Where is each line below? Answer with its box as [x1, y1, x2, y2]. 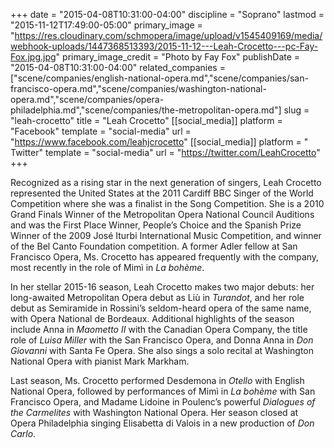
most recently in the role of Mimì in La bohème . [10, 262, 205, 273]
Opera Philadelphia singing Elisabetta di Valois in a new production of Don [10, 417, 315, 429]
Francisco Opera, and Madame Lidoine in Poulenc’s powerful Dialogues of [10, 396, 316, 408]
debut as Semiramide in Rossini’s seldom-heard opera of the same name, [10, 302, 312, 314]
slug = [283, 104, 310, 116]
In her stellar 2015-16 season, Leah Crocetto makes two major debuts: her [10, 281, 315, 293]
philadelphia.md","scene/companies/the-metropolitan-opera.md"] [10, 104, 282, 116]
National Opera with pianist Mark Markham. [10, 355, 190, 367]
